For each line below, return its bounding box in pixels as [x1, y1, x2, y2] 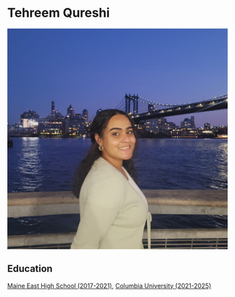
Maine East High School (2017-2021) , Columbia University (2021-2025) [7, 282, 212, 290]
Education [7, 263, 53, 275]
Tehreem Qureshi [7, 5, 111, 21]
